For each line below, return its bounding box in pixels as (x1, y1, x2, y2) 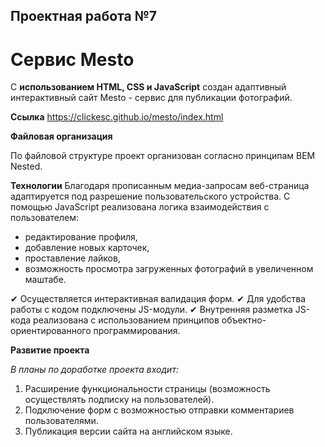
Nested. (10, 160, 43, 173)
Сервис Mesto (10, 48, 135, 71)
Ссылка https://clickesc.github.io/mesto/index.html (10, 111, 224, 123)
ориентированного (10, 325, 92, 337)
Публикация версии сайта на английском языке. (24, 425, 233, 438)
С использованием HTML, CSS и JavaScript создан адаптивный (10, 81, 287, 93)
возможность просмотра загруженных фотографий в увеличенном (24, 263, 314, 275)
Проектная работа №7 (10, 8, 158, 25)
